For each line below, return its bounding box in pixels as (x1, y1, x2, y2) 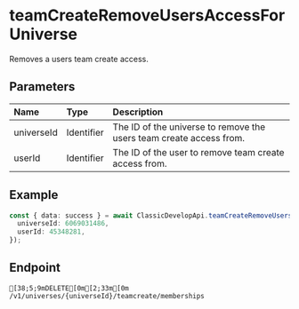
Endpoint (9, 260, 61, 275)
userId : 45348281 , (17, 227, 86, 236)
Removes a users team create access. (9, 53, 149, 64)
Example (9, 187, 59, 202)
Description (112, 106, 164, 118)
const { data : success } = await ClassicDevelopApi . (9, 210, 209, 220)
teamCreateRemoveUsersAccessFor (9, 5, 286, 26)
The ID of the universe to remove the (112, 121, 266, 133)
